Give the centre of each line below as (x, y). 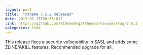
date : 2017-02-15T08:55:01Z (34, 19)
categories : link (23, 28)
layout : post (18, 10)
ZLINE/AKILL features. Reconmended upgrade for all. (59, 47)
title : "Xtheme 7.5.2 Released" (39, 14)
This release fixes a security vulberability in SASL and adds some (71, 42)
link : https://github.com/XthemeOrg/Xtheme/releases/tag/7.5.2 (71, 23)
